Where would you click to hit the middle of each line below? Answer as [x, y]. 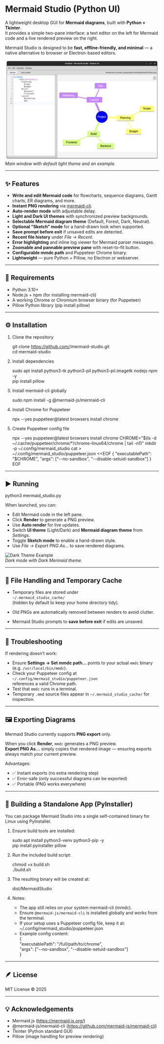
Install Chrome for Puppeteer [41, 409]
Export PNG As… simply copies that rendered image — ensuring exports [78, 749]
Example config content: [44, 933]
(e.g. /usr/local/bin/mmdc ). [40, 668]
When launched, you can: [31, 505]
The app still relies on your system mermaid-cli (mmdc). [76, 907]
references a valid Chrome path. [44, 684]
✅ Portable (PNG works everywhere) [49, 784]
